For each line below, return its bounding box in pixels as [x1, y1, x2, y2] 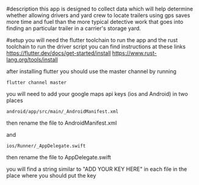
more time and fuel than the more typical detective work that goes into [6, 18, 184, 25]
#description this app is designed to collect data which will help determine [6, 5, 194, 12]
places [6, 97, 23, 104]
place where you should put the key [6, 172, 96, 179]
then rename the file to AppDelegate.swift [6, 154, 111, 161]
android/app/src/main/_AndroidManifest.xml [6, 109, 119, 115]
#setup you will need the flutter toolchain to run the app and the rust [6, 37, 178, 43]
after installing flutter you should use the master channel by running [6, 68, 177, 75]
